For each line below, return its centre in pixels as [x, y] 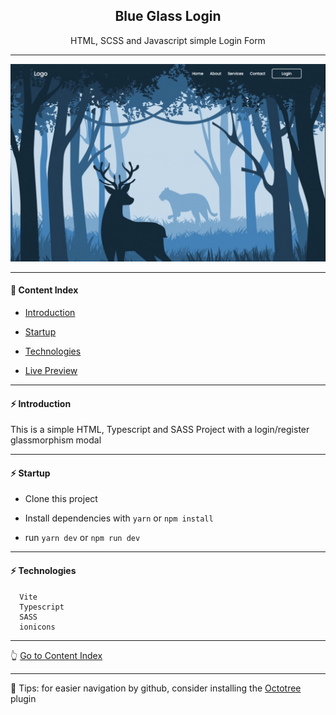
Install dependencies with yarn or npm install [119, 518]
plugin [23, 698]
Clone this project [61, 499]
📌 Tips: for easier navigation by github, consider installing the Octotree [156, 688]
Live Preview [51, 370]
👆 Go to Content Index [56, 655]
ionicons [37, 627]
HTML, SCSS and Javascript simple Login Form [168, 40]
